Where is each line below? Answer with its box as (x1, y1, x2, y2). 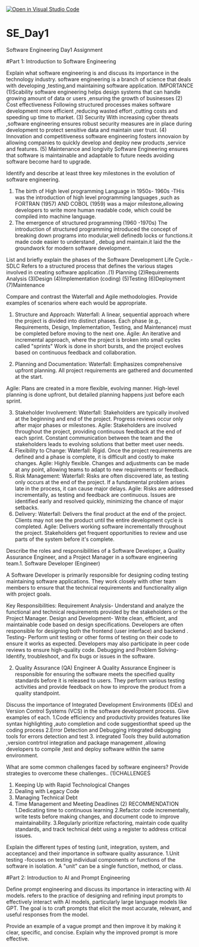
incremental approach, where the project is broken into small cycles (14, 336, 181, 343)
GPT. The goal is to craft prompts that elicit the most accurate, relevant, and (6, 904, 192, 912)
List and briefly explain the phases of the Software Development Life (6, 256, 174, 263)
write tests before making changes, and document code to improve (14, 813, 179, 820)
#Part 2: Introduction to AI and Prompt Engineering (6, 874, 131, 881)
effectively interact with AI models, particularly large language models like (6, 898, 187, 905)
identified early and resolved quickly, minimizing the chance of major (14, 497, 184, 505)
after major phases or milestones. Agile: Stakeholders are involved (14, 421, 177, 429)
